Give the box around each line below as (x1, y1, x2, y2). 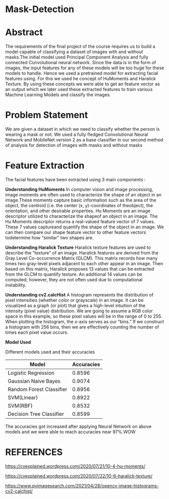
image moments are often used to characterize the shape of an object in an (5, 192, 162, 197)
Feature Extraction (5, 160, 85, 171)
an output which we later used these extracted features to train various (5, 86, 153, 92)
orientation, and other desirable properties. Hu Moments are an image (5, 208, 150, 214)
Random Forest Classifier (8, 386, 68, 392)
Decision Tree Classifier (8, 411, 65, 417)
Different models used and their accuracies (5, 349, 95, 355)
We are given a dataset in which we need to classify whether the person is (5, 126, 160, 132)
